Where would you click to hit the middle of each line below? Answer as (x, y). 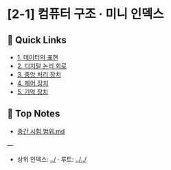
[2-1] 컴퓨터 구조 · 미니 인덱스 (85, 14)
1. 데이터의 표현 (37, 57)
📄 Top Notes (34, 114)
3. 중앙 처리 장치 (39, 74)
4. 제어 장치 (33, 83)
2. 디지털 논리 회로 (42, 66)
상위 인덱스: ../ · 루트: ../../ (52, 159)
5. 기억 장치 (33, 92)
